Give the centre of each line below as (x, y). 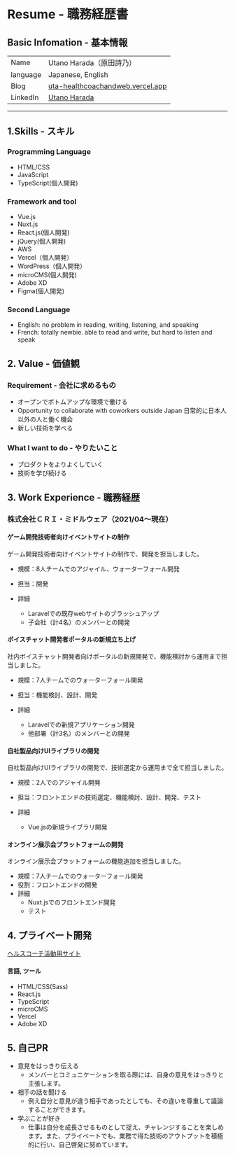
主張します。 (46, 1084)
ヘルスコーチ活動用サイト (44, 953)
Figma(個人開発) (41, 290)
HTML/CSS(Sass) (43, 987)
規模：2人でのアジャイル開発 (59, 783)
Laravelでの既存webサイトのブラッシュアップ (93, 613)
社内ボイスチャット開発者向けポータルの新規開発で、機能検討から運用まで (114, 656)
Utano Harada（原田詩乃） (92, 63)
